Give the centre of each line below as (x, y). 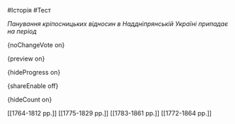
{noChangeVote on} (36, 45)
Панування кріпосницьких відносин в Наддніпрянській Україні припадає (118, 24)
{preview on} (26, 58)
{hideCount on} (30, 99)
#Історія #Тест (29, 10)
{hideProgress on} (34, 72)
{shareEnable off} (33, 86)
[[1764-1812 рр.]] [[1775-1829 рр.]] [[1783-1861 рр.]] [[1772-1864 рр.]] (109, 113)
